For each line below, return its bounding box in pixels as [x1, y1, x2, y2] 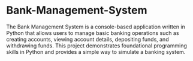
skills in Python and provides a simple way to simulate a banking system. [6, 48, 186, 55]
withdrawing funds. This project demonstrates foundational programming [6, 42, 187, 49]
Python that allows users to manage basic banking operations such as [6, 29, 179, 36]
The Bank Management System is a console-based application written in [6, 23, 186, 30]
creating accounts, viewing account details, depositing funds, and [6, 36, 169, 43]
